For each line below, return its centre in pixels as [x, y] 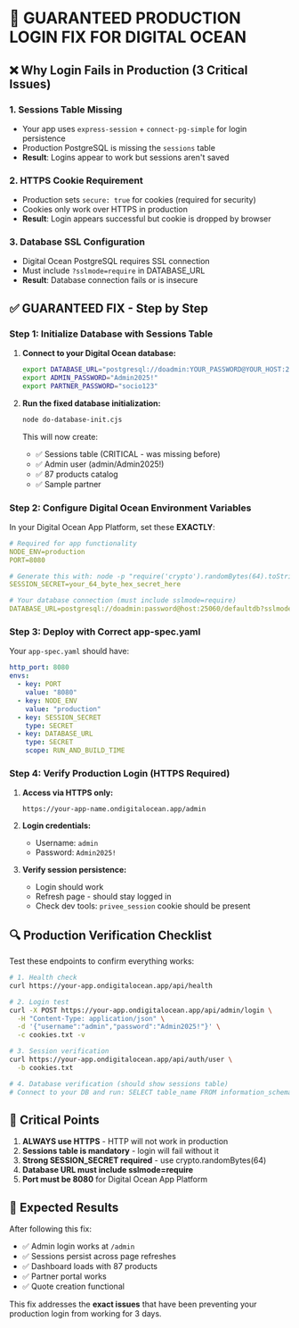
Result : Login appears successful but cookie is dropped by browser [146, 219]
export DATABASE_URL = [62, 369]
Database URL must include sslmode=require [108, 1170]
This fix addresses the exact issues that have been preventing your [133, 1304]
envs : [19, 676]
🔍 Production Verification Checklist [110, 935]
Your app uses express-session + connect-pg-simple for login [134, 129]
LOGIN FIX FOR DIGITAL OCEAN [128, 37]
